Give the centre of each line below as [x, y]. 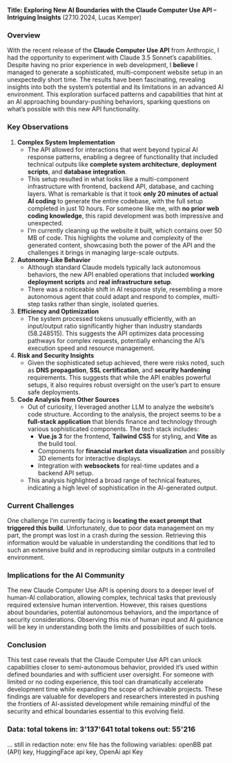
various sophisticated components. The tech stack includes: [113, 429]
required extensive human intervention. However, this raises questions [107, 605]
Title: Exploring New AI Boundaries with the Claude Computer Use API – [112, 10]
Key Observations [38, 127]
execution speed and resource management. [91, 348]
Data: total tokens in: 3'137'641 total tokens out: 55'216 [101, 729]
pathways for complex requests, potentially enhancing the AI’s [116, 340]
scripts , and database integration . [77, 172]
